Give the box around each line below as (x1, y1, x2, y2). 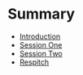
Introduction (19, 31, 61, 41)
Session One (19, 40, 63, 49)
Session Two (19, 48, 63, 58)
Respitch (19, 57, 50, 67)
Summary (7, 5, 75, 23)
